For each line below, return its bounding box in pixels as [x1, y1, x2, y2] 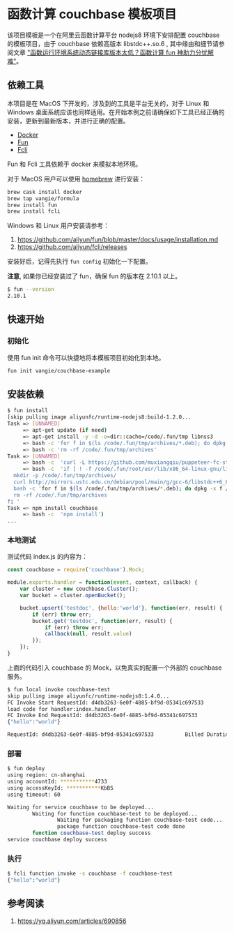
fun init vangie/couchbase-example [7, 367, 111, 374]
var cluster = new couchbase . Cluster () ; [19, 585, 139, 593]
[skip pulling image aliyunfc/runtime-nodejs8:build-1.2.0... [7, 414, 192, 421]
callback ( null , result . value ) [44, 631, 132, 638]
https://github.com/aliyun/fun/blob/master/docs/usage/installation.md [17, 235, 218, 244]
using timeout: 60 [7, 791, 61, 798]
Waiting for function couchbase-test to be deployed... [32, 810, 198, 817]
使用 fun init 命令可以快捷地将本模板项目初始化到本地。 [7, 353, 165, 361]
